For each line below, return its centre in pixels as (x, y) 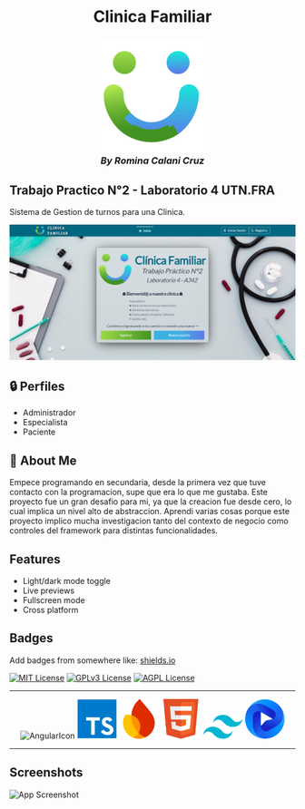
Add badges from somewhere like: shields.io (93, 660)
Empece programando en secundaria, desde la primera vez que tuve (138, 482)
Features (35, 559)
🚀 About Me (43, 460)
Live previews (49, 590)
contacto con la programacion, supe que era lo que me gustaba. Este (138, 492)
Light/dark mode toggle (67, 581)
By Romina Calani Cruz (152, 161)
